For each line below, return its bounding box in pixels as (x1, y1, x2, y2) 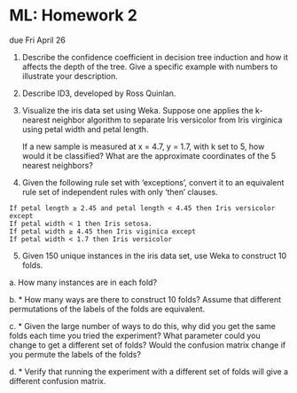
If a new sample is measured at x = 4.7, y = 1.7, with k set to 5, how (21, 141, 265, 152)
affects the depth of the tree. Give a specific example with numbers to (21, 61, 278, 72)
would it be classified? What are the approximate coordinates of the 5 (21, 150, 277, 161)
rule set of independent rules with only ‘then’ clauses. (21, 186, 219, 197)
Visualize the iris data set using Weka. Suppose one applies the (21, 105, 254, 115)
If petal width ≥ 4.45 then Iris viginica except (9, 227, 197, 236)
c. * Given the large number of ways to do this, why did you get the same (9, 320, 277, 331)
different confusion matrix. (9, 375, 106, 386)
